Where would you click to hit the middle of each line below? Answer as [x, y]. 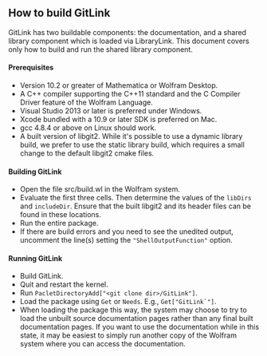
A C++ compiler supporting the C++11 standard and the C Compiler [130, 94]
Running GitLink [35, 258]
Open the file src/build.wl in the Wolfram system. [100, 189]
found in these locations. [60, 215]
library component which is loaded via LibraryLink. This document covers [129, 41]
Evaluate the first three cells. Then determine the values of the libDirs [136, 198]
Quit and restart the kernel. [64, 285]
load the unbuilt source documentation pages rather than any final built [136, 318]
